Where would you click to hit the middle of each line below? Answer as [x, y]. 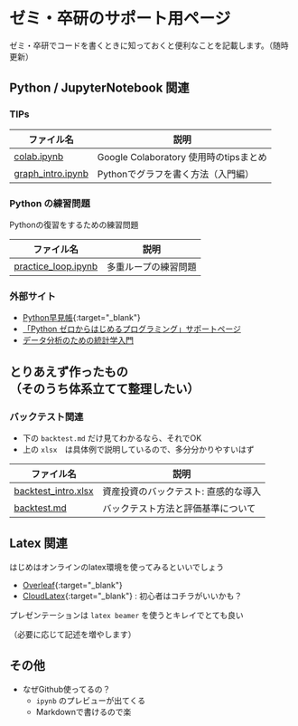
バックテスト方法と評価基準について [179, 508]
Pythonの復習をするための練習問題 [74, 224]
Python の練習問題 [50, 203]
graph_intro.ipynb [51, 173]
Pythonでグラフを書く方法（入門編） [176, 174]
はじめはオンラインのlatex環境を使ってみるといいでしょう [117, 567]
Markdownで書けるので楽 [84, 712]
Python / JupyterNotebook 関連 [99, 88]
